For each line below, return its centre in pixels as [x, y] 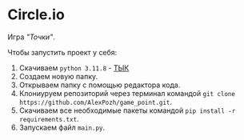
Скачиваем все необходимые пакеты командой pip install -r [127, 110]
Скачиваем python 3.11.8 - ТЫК [74, 68]
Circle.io [36, 15]
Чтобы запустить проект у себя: [62, 52]
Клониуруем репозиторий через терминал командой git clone [127, 93]
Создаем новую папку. [58, 76]
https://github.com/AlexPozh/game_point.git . [96, 102]
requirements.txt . [49, 118]
